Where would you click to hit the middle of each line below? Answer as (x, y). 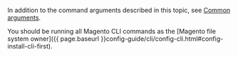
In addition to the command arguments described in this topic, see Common (119, 10)
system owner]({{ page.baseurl (53, 39)
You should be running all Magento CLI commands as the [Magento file (112, 31)
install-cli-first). (30, 46)
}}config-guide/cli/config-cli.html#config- (162, 39)
